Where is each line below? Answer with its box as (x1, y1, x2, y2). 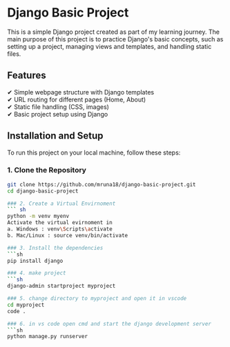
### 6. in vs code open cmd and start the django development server (7, 320, 212, 327)
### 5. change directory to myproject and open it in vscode (7, 295, 187, 302)
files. (7, 50, 21, 58)
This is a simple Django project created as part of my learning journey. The (7, 28, 220, 36)
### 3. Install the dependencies (7, 244, 104, 251)
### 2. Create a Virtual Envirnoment (7, 200, 116, 207)
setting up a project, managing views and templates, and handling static (7, 42, 212, 50)
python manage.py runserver (7, 333, 88, 340)
